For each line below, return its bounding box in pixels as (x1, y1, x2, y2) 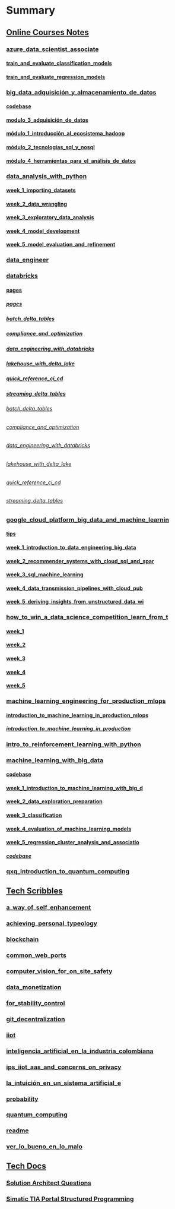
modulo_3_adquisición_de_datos (6, 116, 89, 124)
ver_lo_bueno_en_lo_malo (6, 1142, 83, 1151)
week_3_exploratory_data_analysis (6, 214, 94, 221)
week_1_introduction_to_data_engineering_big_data (6, 544, 136, 551)
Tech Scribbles (6, 886, 63, 896)
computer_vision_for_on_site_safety (6, 967, 113, 976)
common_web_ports (6, 951, 66, 959)
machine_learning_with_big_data (6, 756, 104, 764)
